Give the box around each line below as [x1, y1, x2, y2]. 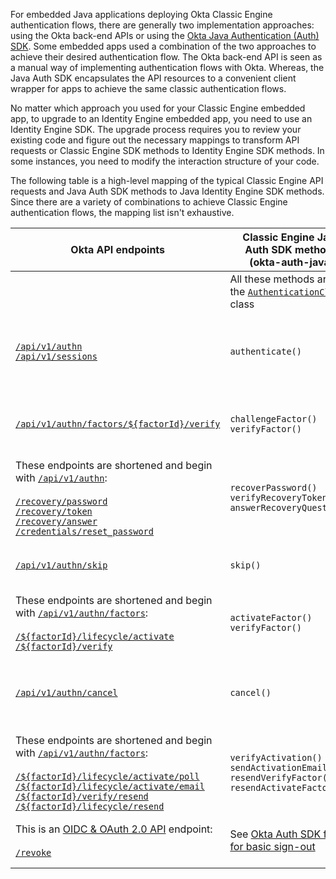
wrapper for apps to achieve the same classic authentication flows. [10, 83, 287, 94]
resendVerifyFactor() [229, 772, 333, 783]
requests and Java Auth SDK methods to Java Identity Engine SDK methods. [10, 185, 325, 197]
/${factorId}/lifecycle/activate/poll [15, 771, 200, 782]
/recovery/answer [15, 516, 98, 527]
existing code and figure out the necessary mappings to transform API [10, 134, 300, 146]
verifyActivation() [229, 752, 323, 763]
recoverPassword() [229, 482, 318, 493]
